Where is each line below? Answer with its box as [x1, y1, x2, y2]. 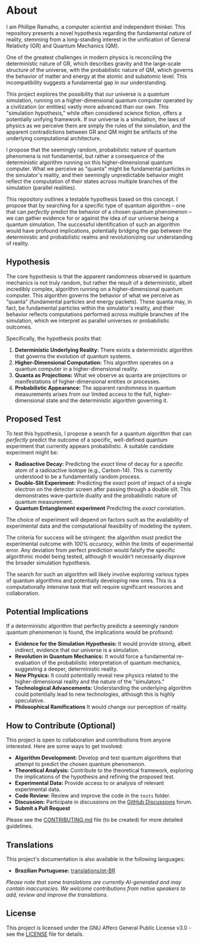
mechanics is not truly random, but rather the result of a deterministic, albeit [6, 279, 192, 286]
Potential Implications [6, 607, 89, 617]
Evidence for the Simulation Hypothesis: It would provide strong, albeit [14, 640, 191, 648]
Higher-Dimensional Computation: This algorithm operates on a [14, 359, 173, 366]
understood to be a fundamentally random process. [14, 473, 141, 480]
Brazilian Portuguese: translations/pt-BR [14, 867, 116, 874]
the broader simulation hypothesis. [6, 559, 91, 566]
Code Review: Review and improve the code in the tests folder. [14, 792, 171, 799]
